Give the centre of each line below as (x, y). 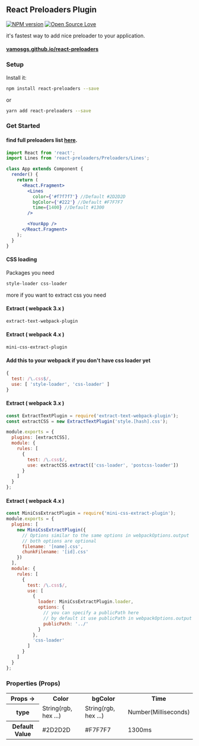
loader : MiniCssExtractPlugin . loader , (86, 602)
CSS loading (22, 259)
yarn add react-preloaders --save (49, 111)
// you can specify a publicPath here (91, 613)
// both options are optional (59, 541)
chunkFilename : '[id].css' (55, 552)
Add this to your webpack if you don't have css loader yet (78, 361)
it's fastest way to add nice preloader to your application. (76, 36)
